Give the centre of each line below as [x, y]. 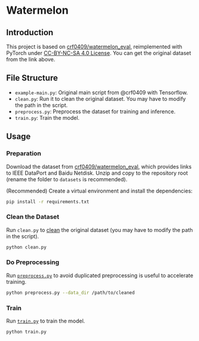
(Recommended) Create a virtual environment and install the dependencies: [99, 191]
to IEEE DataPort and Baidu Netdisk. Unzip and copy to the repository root [97, 173]
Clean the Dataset [33, 217]
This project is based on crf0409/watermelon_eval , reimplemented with [94, 46]
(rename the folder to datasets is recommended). [67, 179]
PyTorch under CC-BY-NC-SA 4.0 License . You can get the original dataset [99, 53]
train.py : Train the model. [47, 117]
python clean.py [26, 247]
